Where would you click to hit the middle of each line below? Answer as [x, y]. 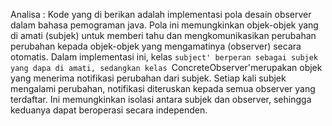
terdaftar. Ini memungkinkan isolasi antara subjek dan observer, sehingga [161, 99]
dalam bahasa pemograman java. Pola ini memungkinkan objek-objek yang [164, 25]
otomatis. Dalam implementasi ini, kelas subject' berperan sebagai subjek [164, 57]
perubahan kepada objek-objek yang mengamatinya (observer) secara [156, 46]
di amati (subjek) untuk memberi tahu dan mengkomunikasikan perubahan [163, 35]
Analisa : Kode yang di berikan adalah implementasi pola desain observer [161, 14]
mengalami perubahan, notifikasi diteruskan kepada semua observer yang [163, 88]
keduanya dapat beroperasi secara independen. [109, 110]
